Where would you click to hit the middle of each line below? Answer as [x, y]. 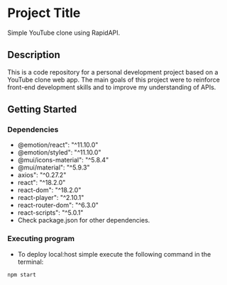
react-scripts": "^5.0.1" [50, 213]
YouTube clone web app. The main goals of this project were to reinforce [113, 79]
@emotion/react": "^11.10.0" [58, 145]
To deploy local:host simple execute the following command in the [114, 254]
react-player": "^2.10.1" [51, 198]
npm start [22, 274]
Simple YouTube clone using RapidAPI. [64, 33]
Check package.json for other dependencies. [84, 220]
